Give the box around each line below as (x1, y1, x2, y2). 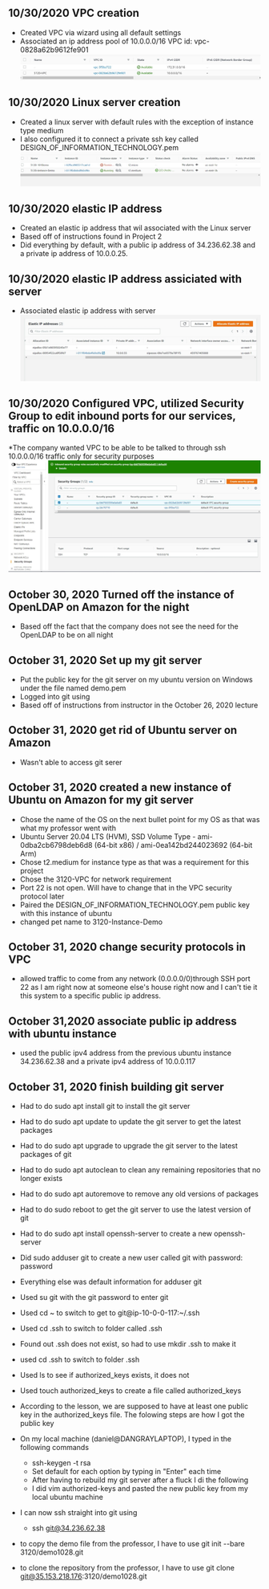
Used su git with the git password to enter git (19, 1292, 169, 1302)
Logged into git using (19, 691, 90, 701)
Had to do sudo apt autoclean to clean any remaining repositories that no (19, 1164, 261, 1175)
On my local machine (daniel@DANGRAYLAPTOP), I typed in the (19, 1433, 232, 1444)
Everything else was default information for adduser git (19, 1277, 203, 1286)
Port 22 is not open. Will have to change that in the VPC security (19, 882, 232, 892)
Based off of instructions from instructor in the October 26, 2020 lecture (19, 700, 259, 710)
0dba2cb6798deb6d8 (19, 840, 93, 850)
